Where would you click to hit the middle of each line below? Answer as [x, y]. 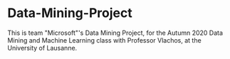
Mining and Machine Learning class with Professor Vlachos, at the [104, 40]
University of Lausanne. [42, 48]
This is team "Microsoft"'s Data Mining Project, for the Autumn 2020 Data [115, 33]
